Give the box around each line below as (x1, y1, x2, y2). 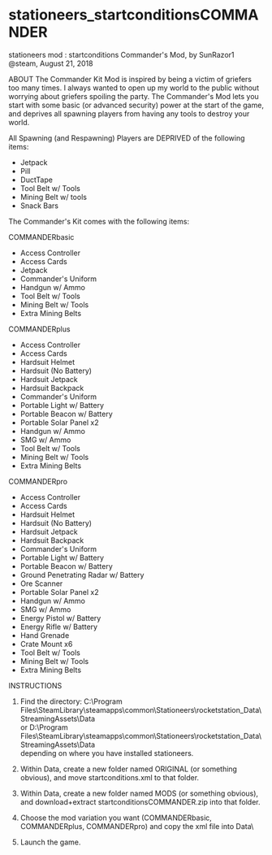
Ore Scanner (19, 579, 63, 588)
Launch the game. (19, 837, 81, 847)
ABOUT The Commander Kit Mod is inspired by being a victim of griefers (8, 74, 252, 84)
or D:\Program (19, 722, 68, 732)
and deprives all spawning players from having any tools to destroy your (8, 108, 250, 119)
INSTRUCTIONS (8, 680, 63, 690)
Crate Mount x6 (19, 639, 73, 649)
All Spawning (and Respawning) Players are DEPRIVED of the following (8, 132, 245, 143)
